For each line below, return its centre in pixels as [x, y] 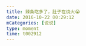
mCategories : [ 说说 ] [31, 23]
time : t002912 [24, 34]
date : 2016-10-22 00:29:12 [40, 17]
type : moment [23, 28]
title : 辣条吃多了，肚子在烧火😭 [43, 12]
